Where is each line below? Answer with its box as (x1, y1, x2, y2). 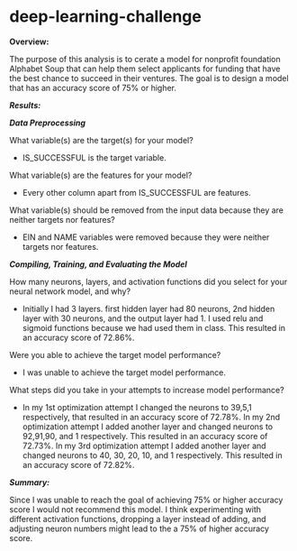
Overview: (9, 36, 49, 47)
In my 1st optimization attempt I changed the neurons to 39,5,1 (22, 401, 252, 412)
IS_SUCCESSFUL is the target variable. (22, 152, 166, 163)
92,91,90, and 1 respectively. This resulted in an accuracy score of (22, 430, 268, 441)
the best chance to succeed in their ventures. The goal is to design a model (9, 72, 290, 83)
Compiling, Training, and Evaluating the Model (9, 259, 187, 270)
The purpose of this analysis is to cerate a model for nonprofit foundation (9, 53, 281, 64)
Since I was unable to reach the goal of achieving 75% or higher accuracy (9, 494, 283, 505)
